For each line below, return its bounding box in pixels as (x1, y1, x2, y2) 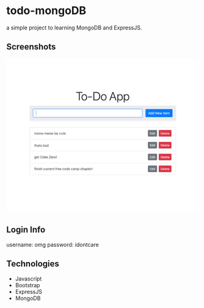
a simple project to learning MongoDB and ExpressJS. (6, 24, 142, 31)
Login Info (6, 225, 46, 235)
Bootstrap (15, 281, 40, 288)
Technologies (6, 258, 60, 269)
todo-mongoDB (6, 4, 87, 18)
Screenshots (6, 42, 56, 52)
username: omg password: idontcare (6, 241, 99, 248)
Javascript (15, 275, 42, 282)
